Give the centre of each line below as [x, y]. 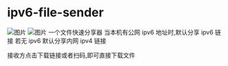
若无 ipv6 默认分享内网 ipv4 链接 [60, 40]
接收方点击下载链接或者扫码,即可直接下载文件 [71, 55]
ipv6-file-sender [56, 13]
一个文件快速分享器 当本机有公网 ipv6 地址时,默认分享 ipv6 [131, 32]
